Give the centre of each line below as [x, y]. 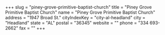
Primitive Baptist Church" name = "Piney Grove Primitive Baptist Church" [80, 12]
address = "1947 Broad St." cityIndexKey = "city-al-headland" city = [75, 17]
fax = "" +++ [32, 28]
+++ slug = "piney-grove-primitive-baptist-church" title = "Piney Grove [78, 7]
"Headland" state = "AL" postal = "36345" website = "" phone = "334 [77, 23]
